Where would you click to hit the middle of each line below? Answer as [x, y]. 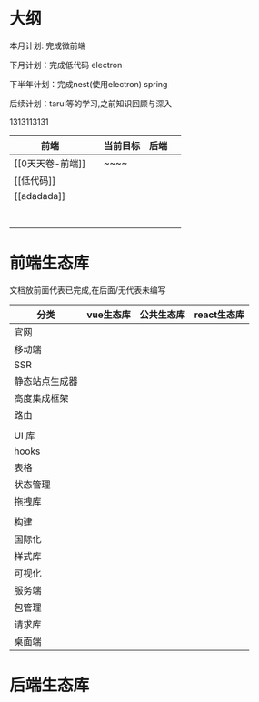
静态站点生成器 [46, 381]
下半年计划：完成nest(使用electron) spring [89, 84]
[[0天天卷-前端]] [50, 163]
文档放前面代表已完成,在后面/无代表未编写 [88, 290]
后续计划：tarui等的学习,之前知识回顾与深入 [91, 103]
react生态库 [219, 315]
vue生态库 [109, 315]
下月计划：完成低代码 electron [66, 65]
